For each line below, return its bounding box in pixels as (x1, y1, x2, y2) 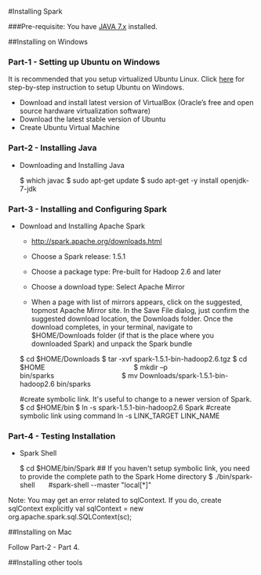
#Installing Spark (8, 7, 63, 16)
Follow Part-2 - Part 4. (8, 543, 80, 552)
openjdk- (219, 176, 249, 185)
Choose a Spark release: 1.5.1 (31, 251, 126, 261)
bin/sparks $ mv (19, 370, 139, 380)
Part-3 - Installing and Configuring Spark (8, 203, 167, 214)
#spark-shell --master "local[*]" (48, 480, 151, 489)
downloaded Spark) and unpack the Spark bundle (31, 339, 193, 348)
